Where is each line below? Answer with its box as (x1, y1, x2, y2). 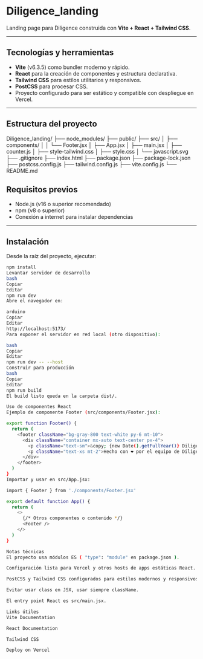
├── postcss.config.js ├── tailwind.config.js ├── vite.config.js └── (6, 160, 177, 167)
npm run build (6, 387, 42, 394)
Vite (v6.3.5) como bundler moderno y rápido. (14, 63, 130, 71)
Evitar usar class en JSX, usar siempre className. (6, 587, 139, 593)
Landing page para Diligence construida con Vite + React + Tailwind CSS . (6, 24, 191, 31)
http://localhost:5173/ (6, 325, 66, 332)
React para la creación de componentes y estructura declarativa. (14, 70, 177, 77)
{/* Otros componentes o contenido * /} (22, 515, 123, 521)
